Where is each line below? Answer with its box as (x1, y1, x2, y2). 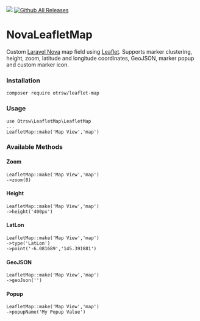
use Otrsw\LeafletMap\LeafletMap (6, 118, 91, 124)
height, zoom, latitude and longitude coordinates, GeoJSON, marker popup (6, 54, 195, 62)
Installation (6, 76, 41, 85)
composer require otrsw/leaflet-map (6, 90, 99, 96)
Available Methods (6, 143, 63, 151)
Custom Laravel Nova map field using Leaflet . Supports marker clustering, (6, 48, 193, 55)
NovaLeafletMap (6, 28, 93, 42)
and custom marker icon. (6, 61, 69, 68)
